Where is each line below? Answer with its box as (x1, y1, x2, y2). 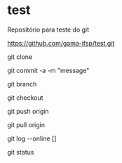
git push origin (7, 107, 49, 115)
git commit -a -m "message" (7, 66, 90, 74)
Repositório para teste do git (7, 25, 90, 34)
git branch (7, 79, 37, 88)
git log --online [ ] (7, 134, 57, 143)
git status (7, 148, 34, 156)
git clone (7, 52, 33, 61)
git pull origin (7, 120, 46, 129)
